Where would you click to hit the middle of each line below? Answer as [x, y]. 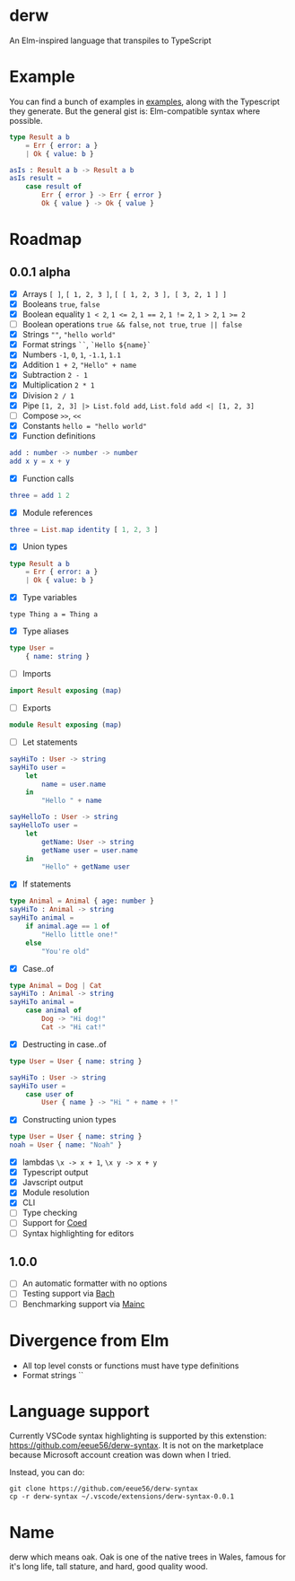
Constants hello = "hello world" [84, 425]
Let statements [50, 742]
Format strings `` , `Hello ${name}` [87, 345]
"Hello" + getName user [86, 867]
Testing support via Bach [68, 1294]
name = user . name [74, 784]
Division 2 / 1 [48, 395]
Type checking [50, 1213]
